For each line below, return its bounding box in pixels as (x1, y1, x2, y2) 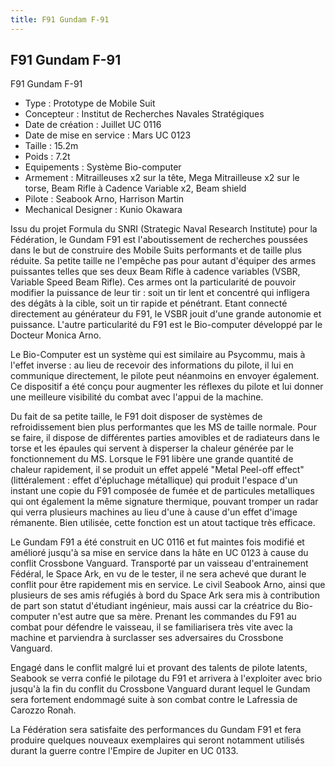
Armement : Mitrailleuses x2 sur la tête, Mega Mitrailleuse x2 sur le (24, 172, 300, 184)
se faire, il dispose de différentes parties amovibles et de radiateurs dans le (10, 432, 320, 444)
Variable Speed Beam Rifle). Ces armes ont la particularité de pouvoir (10, 276, 297, 288)
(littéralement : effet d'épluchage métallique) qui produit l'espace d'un (10, 474, 298, 486)
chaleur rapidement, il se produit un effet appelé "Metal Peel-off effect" (10, 464, 305, 476)
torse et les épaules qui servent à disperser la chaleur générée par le (10, 442, 294, 455)
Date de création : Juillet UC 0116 (24, 119, 162, 131)
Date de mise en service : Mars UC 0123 (24, 129, 192, 141)
